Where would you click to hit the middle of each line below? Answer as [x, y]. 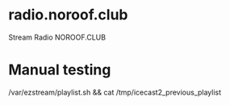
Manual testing [60, 70]
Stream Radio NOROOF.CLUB [57, 37]
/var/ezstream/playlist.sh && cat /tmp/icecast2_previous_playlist [115, 92]
